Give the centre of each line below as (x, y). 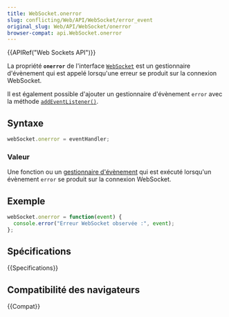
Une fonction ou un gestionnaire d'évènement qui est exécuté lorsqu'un (109, 172)
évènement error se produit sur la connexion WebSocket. (89, 179)
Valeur (18, 156)
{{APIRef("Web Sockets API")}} (52, 53)
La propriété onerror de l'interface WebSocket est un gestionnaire (99, 66)
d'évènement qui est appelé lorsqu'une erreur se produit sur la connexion (112, 73)
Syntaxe (25, 123)
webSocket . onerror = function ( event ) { (65, 217)
